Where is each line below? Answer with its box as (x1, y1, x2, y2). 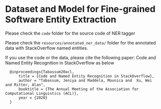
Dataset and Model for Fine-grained (5, 3, 156, 15)
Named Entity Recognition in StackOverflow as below (5, 60, 114, 66)
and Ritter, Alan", (5, 82, 46, 87)
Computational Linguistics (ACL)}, (5, 91, 79, 96)
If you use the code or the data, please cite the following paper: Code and (5, 54, 157, 60)
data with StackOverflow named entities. (5, 45, 88, 51)
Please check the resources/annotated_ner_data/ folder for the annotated (5, 39, 156, 45)
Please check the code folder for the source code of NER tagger (5, 30, 136, 36)
